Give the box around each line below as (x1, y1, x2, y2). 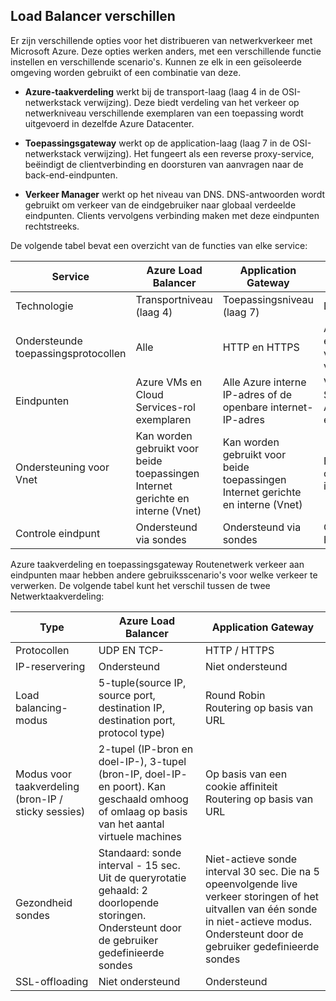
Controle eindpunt (15, 526, 101, 540)
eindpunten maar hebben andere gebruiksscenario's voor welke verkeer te (10, 569, 318, 581)
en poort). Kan (98, 779, 167, 793)
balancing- (15, 700, 68, 714)
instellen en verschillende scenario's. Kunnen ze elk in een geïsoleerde (10, 55, 302, 68)
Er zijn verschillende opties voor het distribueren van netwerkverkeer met (10, 34, 313, 46)
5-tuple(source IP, (98, 675, 187, 689)
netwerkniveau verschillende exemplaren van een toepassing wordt (24, 107, 304, 119)
